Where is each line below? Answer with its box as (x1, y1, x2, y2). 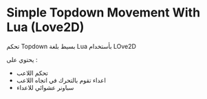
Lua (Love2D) (6, 19, 85, 35)
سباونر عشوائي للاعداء (16, 83, 74, 91)
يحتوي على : (6, 55, 38, 63)
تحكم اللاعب (16, 69, 49, 77)
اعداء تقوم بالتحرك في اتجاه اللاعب (16, 76, 106, 84)
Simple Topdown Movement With (6, 5, 201, 21)
